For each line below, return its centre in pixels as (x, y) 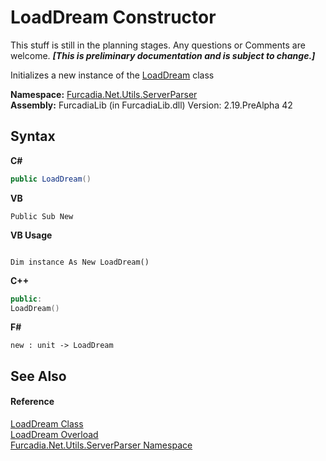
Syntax (33, 136)
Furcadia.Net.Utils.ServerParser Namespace (101, 445)
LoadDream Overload (54, 434)
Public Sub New (42, 216)
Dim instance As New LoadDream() (80, 262)
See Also (38, 376)
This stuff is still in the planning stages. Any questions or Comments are (158, 45)
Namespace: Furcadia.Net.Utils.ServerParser (104, 94)
